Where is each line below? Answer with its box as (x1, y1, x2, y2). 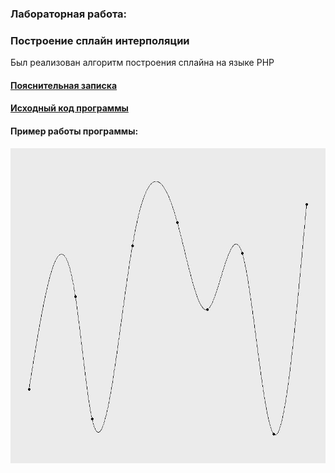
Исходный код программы (10, 102, 129, 114)
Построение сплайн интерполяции (10, 33, 190, 47)
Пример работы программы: (10, 125, 139, 137)
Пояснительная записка (10, 79, 118, 91)
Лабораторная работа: (10, 7, 128, 21)
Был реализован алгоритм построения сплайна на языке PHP (10, 57, 275, 69)
